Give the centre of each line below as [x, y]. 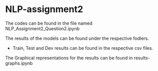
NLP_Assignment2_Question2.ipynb [43, 28]
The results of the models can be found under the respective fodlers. [77, 38]
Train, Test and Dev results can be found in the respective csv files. [83, 48]
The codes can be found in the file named [49, 23]
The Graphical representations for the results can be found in [69, 58]
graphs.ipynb [19, 63]
